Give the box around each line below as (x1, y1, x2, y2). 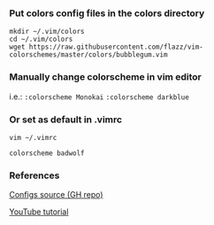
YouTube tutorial (9, 206, 69, 217)
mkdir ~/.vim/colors (9, 27, 86, 36)
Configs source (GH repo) (9, 190, 103, 200)
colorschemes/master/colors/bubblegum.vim (9, 50, 168, 59)
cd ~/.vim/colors (9, 35, 73, 44)
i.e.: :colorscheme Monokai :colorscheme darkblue (9, 91, 190, 102)
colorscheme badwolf (9, 149, 86, 158)
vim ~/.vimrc (9, 133, 57, 142)
